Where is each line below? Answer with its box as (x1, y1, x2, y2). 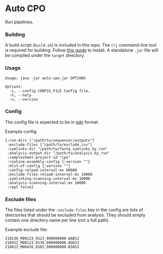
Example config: (5, 128, 38, 134)
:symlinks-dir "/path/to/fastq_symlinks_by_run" (7, 146, 108, 151)
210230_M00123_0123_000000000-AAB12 (5, 236, 79, 241)
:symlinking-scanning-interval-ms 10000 (7, 176, 91, 181)
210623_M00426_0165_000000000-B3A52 (5, 245, 79, 250)
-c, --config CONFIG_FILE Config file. (9, 88, 91, 93)
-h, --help (9, 93, 32, 98)
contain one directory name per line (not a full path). (5, 217, 110, 223)
